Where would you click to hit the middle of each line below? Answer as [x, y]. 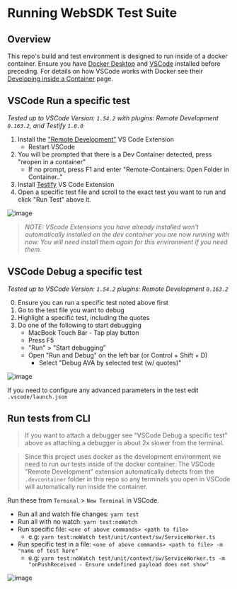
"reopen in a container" [52, 161]
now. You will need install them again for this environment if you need [126, 241]
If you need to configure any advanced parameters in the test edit [103, 390]
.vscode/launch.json [38, 397]
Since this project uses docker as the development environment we [123, 457]
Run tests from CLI [49, 419]
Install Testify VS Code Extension [66, 184]
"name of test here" [48, 551]
